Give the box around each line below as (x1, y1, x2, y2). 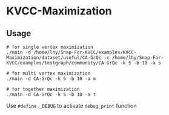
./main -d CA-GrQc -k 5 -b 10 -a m (6, 76, 96, 82)
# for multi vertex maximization (6, 70, 91, 76)
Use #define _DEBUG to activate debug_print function (6, 102, 137, 109)
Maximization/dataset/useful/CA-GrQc (6, 55, 102, 61)
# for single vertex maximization (6, 44, 94, 50)
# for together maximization (6, 86, 80, 92)
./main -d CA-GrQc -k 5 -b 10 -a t (6, 92, 96, 98)
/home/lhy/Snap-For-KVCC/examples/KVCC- (33, 49, 137, 55)
